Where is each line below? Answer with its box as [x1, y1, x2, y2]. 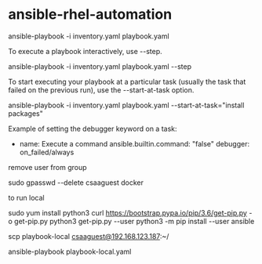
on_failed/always [19, 147, 75, 157]
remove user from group [8, 162, 88, 172]
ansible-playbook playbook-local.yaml [8, 247, 132, 256]
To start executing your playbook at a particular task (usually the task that [8, 77, 246, 86]
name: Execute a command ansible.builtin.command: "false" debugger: [19, 139, 249, 148]
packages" [8, 108, 43, 118]
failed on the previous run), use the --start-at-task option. [8, 85, 195, 95]
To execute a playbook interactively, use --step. [8, 46, 162, 56]
